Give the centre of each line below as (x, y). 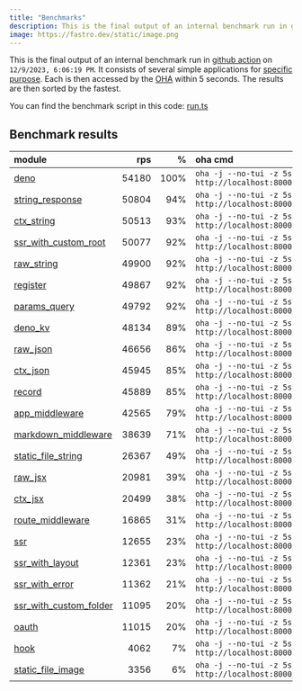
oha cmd (214, 160)
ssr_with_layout (46, 563)
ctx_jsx (29, 498)
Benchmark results (64, 135)
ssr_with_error (44, 584)
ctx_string (35, 221)
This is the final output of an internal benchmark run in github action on (141, 60)
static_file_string (48, 456)
